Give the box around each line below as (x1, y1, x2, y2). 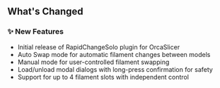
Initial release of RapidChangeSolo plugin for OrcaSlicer (17, 42, 180, 51)
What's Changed (7, 6, 83, 18)
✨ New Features (7, 27, 64, 37)
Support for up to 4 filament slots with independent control (17, 73, 190, 81)
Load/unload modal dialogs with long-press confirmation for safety (17, 65, 214, 73)
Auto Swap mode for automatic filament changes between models (17, 50, 211, 58)
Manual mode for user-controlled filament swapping (17, 58, 170, 66)
